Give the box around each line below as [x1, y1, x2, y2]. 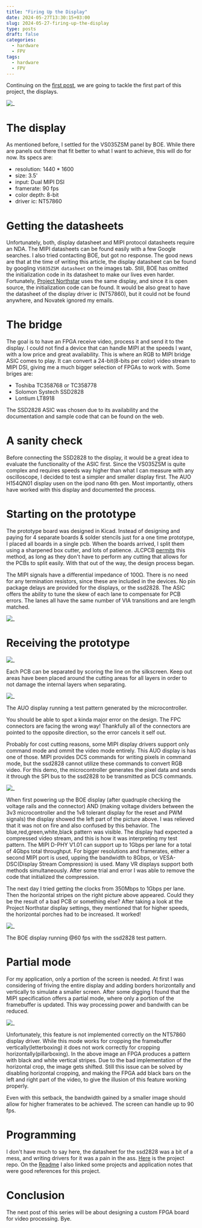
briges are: [6, 370, 33, 377]
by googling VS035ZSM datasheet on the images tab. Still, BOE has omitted [6, 264, 188, 272]
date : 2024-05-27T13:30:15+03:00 [6, 15, 90, 21]
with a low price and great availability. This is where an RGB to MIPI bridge [6, 351, 191, 358]
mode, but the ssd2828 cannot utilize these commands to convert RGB [6, 760, 183, 767]
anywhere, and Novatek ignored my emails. [6, 297, 114, 304]
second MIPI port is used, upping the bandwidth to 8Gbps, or [6, 854, 159, 861]
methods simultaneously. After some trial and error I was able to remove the [6, 867, 195, 874]
